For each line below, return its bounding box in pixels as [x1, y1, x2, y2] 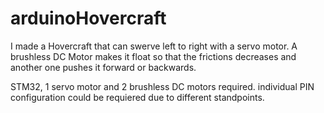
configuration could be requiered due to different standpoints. [10, 91, 265, 103]
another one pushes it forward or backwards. [10, 61, 197, 73]
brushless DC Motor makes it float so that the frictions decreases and [10, 50, 297, 62]
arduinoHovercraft [10, 7, 167, 30]
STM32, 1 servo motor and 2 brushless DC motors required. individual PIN [10, 80, 315, 92]
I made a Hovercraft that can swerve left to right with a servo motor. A [10, 40, 298, 52]
